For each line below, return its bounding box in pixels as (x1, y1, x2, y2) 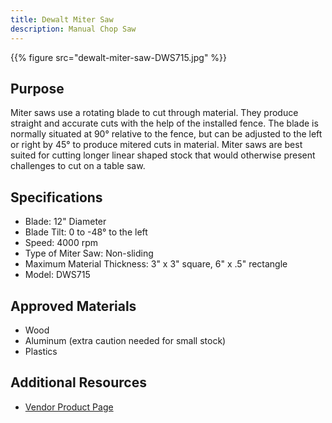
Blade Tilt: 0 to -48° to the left (24, 226, 148, 238)
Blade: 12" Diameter (24, 216, 107, 228)
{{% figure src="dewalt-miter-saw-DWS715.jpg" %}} (10, 51, 228, 63)
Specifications (10, 189, 103, 206)
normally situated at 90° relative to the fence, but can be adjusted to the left (10, 128, 323, 140)
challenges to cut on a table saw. (10, 160, 146, 172)
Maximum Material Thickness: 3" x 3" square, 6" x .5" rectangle (24, 258, 288, 270)
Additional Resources (10, 374, 147, 391)
